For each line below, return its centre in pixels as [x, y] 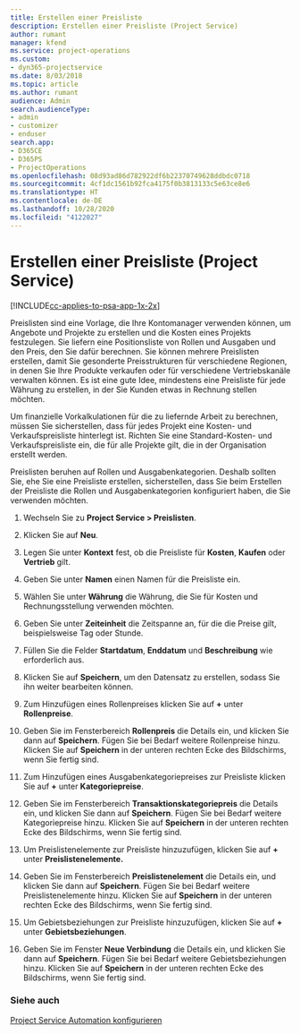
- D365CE [26, 150]
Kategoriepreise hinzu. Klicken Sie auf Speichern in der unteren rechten [156, 822]
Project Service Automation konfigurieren [86, 1020]
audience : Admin [40, 101]
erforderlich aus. [54, 660]
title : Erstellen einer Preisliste [76, 17]
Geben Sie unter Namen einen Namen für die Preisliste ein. [132, 579]
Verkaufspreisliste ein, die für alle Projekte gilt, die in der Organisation [138, 445]
